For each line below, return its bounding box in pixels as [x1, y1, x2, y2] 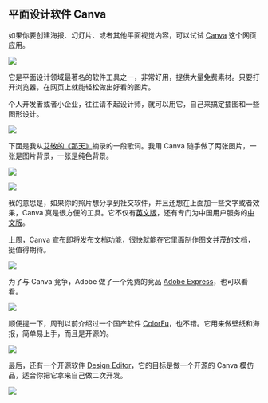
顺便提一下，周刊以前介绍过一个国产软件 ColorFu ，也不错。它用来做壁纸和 [8, 318, 253, 328]
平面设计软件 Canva [8, 7, 106, 22]
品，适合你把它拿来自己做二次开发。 [8, 370, 128, 380]
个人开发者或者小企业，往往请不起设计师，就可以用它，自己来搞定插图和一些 [8, 99, 260, 109]
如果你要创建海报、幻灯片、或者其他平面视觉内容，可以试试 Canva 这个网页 [8, 30, 257, 40]
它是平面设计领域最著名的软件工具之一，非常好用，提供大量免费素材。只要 [8, 72, 253, 81]
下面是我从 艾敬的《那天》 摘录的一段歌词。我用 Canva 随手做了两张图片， [8, 140, 250, 150]
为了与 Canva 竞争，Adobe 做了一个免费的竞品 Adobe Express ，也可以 [8, 276, 242, 286]
